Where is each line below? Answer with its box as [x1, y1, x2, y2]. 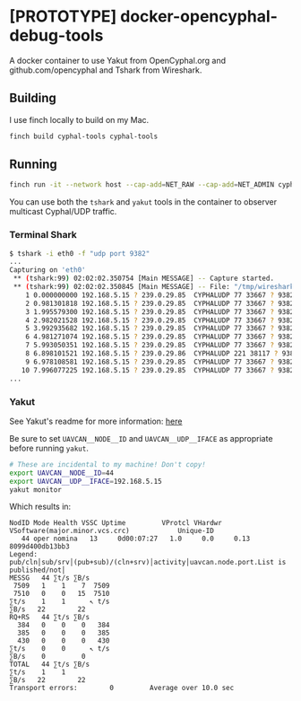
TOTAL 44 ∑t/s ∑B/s [9, 660, 90, 670]
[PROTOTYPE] [9, 6, 117, 27]
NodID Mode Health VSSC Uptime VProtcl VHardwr [9, 519, 222, 528]
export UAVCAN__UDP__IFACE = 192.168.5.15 [9, 477, 163, 486]
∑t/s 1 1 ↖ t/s [9, 597, 110, 607]
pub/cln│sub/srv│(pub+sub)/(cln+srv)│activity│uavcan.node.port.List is [9, 558, 287, 567]
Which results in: [9, 501, 72, 513]
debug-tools [9, 25, 104, 46]
